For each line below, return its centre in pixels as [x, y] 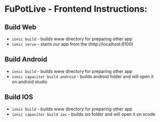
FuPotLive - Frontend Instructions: [76, 9]
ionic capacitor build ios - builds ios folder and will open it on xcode [83, 114]
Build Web [21, 27]
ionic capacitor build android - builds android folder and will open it [83, 76]
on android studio [29, 81]
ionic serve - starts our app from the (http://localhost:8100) [72, 44]
